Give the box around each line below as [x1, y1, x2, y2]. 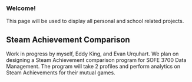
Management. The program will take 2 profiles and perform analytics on [6, 63, 181, 70]
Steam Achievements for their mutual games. [6, 69, 116, 76]
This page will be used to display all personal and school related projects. [6, 18, 184, 25]
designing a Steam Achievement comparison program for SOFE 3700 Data [6, 57, 187, 64]
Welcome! [6, 4, 37, 12]
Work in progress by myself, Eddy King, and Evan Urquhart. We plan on [6, 50, 179, 57]
